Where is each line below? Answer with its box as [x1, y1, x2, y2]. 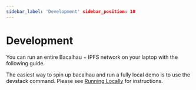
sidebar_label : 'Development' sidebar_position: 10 [6, 8, 135, 15]
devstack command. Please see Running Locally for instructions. [6, 77, 163, 84]
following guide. [6, 59, 45, 66]
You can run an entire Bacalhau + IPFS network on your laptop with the [6, 54, 178, 61]
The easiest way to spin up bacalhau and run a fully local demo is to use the [6, 71, 190, 78]
